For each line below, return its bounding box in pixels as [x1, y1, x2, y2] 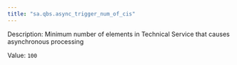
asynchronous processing [7, 37, 84, 46]
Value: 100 [7, 51, 38, 59]
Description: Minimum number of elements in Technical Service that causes [7, 30, 230, 38]
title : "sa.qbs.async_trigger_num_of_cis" [7, 10, 136, 18]
